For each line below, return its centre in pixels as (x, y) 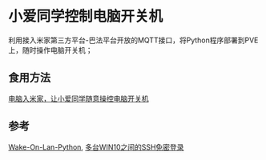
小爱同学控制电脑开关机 (86, 16)
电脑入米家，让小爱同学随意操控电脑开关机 (79, 98)
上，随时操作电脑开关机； (50, 50)
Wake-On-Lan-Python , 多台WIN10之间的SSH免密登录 (96, 147)
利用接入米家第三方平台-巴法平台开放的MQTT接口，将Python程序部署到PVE (133, 40)
